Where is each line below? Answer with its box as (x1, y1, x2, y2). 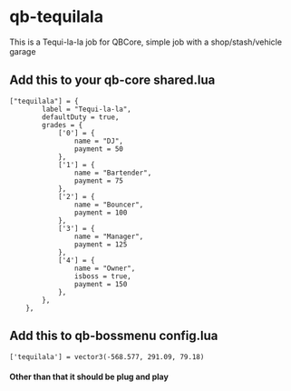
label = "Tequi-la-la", (42, 105, 131, 114)
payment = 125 (73, 239, 128, 249)
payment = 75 (73, 175, 124, 185)
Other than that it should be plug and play (9, 371, 170, 383)
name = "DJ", (73, 136, 124, 145)
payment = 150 (73, 279, 128, 288)
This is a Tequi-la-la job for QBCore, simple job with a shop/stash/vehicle (9, 36, 283, 47)
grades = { (42, 120, 83, 129)
